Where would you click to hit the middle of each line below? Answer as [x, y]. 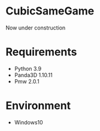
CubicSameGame [50, 11]
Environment [38, 106]
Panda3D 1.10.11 [33, 75]
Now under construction [36, 28]
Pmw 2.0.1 [27, 81]
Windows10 [28, 122]
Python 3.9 [28, 69]
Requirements [41, 52]
